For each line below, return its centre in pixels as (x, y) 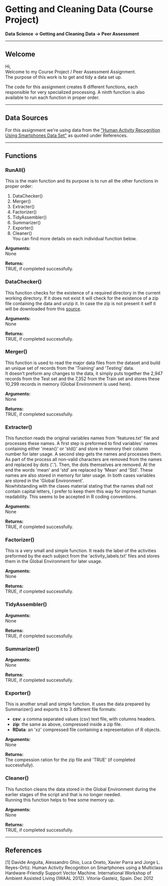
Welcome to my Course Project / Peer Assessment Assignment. (71, 72)
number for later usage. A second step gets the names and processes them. (84, 454)
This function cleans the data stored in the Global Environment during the (81, 789)
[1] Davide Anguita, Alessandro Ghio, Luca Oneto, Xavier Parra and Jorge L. (83, 862)
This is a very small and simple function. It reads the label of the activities (81, 551)
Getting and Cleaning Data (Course (79, 9)
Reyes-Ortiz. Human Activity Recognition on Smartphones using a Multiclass (84, 868)
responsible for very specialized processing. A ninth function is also (75, 92)
